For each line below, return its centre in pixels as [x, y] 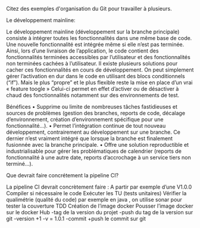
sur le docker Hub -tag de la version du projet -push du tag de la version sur [100, 212]
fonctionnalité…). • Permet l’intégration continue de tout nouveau [86, 126]
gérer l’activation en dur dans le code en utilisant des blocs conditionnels [96, 76]
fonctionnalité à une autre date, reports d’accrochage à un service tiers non [99, 157]
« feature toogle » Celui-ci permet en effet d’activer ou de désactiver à [93, 89]
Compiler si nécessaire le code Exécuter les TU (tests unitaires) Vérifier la [96, 193]
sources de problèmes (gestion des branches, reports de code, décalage [96, 113]
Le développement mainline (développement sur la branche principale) [93, 32]
